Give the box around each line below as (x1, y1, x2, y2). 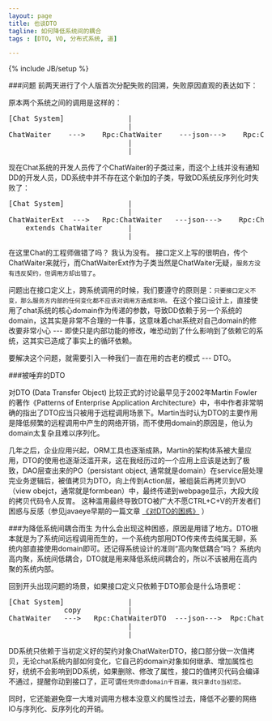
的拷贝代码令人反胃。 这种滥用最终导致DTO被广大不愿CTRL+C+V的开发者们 (8, 496, 261, 506)
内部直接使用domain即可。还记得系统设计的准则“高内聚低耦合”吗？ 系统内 (15, 544, 261, 554)
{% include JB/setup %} (8, 64, 89, 74)
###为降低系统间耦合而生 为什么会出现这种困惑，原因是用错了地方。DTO (8, 524, 252, 534)
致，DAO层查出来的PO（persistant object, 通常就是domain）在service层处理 (8, 466, 263, 475)
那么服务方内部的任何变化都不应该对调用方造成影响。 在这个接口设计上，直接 (19, 295, 251, 305)
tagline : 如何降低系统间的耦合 (8, 27, 102, 35)
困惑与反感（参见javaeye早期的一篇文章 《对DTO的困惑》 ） (8, 506, 209, 516)
